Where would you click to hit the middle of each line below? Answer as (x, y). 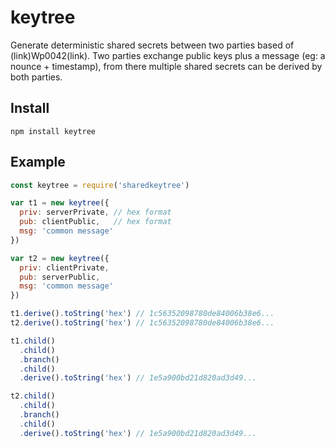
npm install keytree (53, 131)
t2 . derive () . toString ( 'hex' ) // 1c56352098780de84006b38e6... (142, 323)
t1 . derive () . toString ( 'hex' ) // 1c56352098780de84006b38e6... (142, 314)
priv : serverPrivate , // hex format (95, 212)
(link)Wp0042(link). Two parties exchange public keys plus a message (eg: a (168, 55)
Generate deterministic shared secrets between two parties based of (152, 45)
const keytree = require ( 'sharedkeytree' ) (100, 185)
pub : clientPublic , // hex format (95, 222)
